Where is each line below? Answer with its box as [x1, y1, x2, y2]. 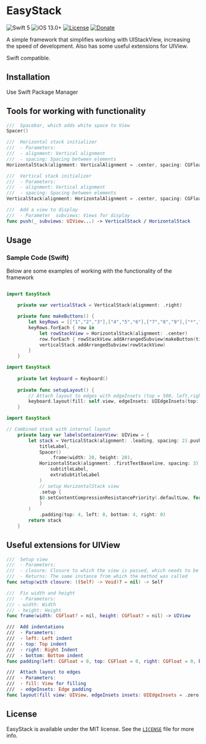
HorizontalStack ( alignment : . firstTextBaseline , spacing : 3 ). [39, 460, 202, 466]
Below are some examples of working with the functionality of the [6, 267, 172, 275]
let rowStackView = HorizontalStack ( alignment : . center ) [39, 330, 188, 336]
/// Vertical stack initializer [6, 173, 92, 179]
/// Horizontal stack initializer [6, 139, 97, 145]
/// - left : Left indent [6, 636, 72, 642]
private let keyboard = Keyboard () [17, 375, 109, 382]
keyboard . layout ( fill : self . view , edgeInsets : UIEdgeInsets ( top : [28, 398, 199, 404]
